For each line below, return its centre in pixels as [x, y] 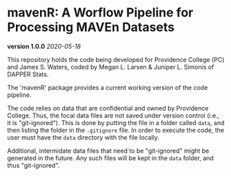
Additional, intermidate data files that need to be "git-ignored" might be [108, 151]
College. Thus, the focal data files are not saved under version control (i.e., [113, 115]
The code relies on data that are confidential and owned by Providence [108, 108]
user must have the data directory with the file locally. [83, 137]
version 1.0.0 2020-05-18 [44, 46]
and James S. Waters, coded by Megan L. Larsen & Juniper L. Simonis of [111, 67]
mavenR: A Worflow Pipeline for [100, 13]
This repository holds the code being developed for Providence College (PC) [116, 59]
